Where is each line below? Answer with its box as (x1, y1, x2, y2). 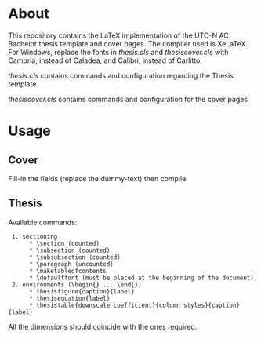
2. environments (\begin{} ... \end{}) (11, 280, 143, 289)
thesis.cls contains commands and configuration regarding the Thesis (8, 71, 234, 80)
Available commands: (8, 217, 78, 227)
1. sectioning (11, 232, 58, 240)
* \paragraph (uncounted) (28, 260, 114, 268)
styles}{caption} (183, 301, 241, 309)
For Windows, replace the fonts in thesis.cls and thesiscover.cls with (8, 47, 229, 56)
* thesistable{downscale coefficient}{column (28, 301, 180, 309)
